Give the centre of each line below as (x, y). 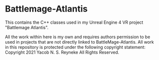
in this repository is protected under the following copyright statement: (75, 47)
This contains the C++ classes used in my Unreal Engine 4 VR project (74, 22)
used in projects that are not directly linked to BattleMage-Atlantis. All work (79, 42)
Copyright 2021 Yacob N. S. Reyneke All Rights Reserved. (62, 52)
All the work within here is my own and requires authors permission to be (78, 37)
